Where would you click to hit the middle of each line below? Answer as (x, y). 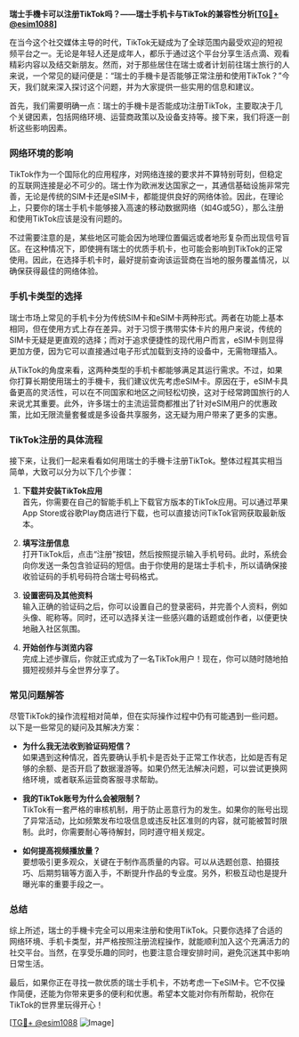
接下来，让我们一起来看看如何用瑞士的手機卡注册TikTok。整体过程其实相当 (146, 460)
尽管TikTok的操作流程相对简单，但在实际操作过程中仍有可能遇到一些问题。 (146, 717)
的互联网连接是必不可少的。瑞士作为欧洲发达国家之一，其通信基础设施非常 (145, 185)
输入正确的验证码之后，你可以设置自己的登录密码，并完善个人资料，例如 (154, 606)
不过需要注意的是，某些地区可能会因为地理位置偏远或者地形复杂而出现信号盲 (149, 238)
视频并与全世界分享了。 (81, 669)
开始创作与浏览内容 (57, 647)
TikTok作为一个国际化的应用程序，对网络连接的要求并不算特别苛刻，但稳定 (146, 174)
